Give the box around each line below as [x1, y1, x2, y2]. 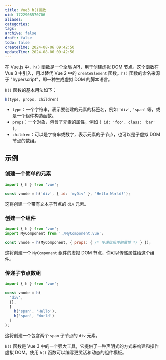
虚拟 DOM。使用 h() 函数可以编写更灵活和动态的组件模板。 [5, 349, 127, 355]
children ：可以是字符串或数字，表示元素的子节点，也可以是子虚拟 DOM [12, 131, 161, 138]
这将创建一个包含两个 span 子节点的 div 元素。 [5, 332, 100, 338]
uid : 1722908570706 [5, 12, 46, 17]
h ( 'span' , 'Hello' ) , [14, 309, 57, 314]
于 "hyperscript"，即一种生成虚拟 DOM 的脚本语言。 [5, 76, 113, 82]
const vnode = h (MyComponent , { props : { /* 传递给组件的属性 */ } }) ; [5, 240, 151, 245]
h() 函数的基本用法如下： [5, 87, 57, 93]
